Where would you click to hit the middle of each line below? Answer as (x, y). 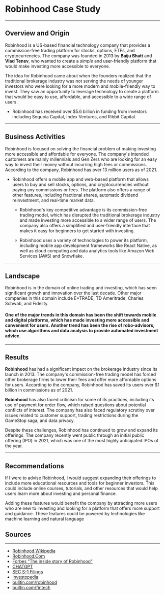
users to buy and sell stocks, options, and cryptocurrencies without (80, 184)
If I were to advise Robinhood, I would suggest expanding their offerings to (81, 478)
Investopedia (25, 577)
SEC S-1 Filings (27, 572)
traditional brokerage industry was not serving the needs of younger (74, 81)
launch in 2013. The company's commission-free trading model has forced (81, 374)
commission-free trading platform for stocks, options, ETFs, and (70, 50)
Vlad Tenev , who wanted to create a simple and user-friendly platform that (81, 61)
